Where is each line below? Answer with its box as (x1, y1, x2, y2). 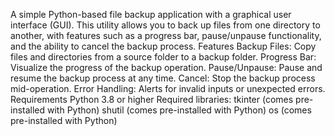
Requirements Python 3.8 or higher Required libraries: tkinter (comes (10, 94, 294, 105)
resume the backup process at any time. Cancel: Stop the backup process (10, 72, 316, 84)
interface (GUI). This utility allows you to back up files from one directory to (10, 19, 321, 31)
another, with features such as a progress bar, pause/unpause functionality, (10, 30, 322, 41)
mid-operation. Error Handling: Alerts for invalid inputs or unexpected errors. (10, 83, 326, 94)
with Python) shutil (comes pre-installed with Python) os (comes (47, 104, 312, 116)
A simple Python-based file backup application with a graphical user (10, 9, 292, 20)
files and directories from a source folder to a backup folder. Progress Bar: (10, 51, 317, 63)
